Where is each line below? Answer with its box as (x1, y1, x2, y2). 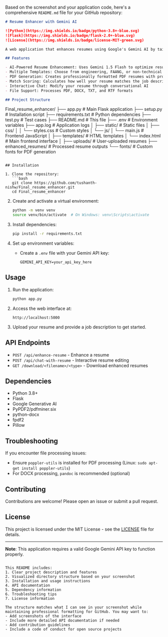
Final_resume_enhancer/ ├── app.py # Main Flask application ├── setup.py (5, 106, 162, 112)
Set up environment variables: (12, 240, 74, 246)
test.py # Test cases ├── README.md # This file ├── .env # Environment (5, 117, 158, 123)
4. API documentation (5, 583, 50, 588)
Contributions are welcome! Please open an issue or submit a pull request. (5, 498, 158, 504)
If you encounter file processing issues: (5, 450, 86, 456)
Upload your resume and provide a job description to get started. (12, 324, 146, 330)
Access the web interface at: (12, 305, 72, 311)
